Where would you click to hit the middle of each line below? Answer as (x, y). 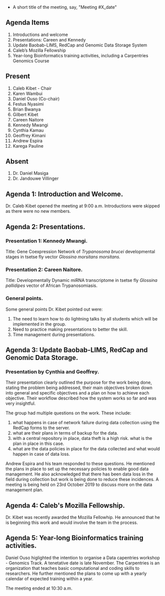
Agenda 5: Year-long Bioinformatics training (75, 538)
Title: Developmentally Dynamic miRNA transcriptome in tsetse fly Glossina (82, 280)
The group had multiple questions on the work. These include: (69, 413)
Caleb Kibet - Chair (32, 88)
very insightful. (21, 403)
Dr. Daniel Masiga (30, 173)
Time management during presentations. (54, 334)
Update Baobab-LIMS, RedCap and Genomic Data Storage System (80, 45)
